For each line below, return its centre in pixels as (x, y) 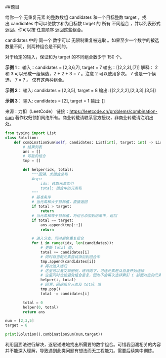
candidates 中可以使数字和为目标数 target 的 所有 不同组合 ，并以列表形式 (86, 24)
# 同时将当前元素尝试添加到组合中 (70, 257)
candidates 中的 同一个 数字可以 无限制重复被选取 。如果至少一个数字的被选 (82, 40)
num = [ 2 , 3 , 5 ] (20, 321)
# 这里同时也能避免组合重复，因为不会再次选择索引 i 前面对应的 (97, 275)
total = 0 (33, 303)
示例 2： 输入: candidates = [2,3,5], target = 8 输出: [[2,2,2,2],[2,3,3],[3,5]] (81, 90)
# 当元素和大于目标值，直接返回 (60, 202)
